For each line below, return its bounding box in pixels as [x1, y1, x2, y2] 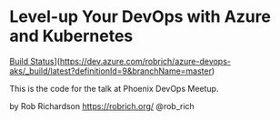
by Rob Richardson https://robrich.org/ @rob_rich [9, 100, 195, 111]
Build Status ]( [9, 55, 61, 66]
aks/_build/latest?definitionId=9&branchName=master [9, 66, 212, 76]
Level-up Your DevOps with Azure [9, 6, 271, 27]
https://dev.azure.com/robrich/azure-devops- [59, 55, 232, 66]
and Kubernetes [9, 25, 134, 46]
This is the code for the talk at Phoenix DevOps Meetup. [9, 83, 219, 94]
